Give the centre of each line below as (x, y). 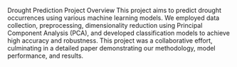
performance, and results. (46, 56)
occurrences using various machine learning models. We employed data (114, 18)
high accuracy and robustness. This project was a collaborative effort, (110, 41)
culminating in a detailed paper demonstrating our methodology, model (111, 48)
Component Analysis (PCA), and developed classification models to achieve (118, 33)
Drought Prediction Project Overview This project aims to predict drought (115, 10)
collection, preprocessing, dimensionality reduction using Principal (105, 25)
